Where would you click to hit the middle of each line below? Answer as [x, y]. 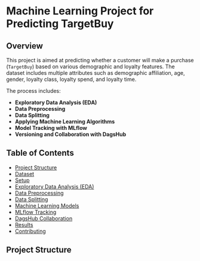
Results [24, 224]
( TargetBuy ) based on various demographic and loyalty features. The [90, 66]
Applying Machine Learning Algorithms [65, 122]
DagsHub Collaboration [44, 218]
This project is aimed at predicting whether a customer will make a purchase [100, 60]
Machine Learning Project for [80, 11]
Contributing [30, 231]
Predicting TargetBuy [60, 24]
